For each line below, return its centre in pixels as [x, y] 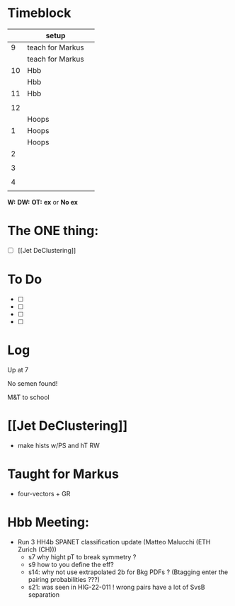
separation [44, 594]
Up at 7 [18, 370]
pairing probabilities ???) [64, 579]
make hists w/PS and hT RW [59, 445]
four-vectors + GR [44, 493]
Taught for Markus [63, 474]
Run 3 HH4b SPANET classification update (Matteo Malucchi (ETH [114, 542]
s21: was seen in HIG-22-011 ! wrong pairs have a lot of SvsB [116, 587]
